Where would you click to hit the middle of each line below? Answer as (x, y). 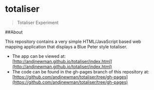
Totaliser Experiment (38, 22)
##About (14, 32)
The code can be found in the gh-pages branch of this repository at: (81, 71)
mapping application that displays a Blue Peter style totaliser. (66, 46)
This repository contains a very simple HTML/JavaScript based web (73, 41)
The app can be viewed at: (39, 56)
